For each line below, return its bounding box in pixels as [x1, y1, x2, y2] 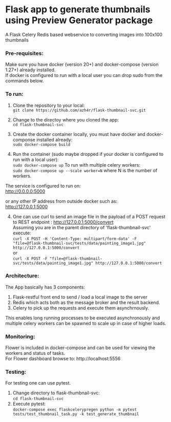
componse [12, 136, 36, 143]
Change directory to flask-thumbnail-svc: [12, 390, 100, 396]
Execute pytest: [12, 401, 46, 407]
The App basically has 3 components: [5, 284, 85, 290]
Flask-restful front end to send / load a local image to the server [12, 294, 147, 300]
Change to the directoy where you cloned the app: [12, 116, 119, 123]
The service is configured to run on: [5, 183, 81, 189]
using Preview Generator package [5, 14, 153, 26]
